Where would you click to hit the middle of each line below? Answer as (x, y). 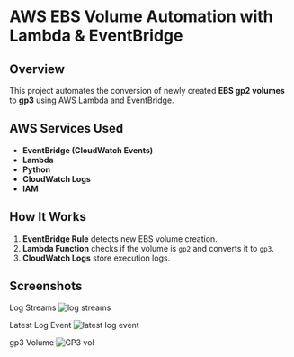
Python (36, 169)
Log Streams (33, 307)
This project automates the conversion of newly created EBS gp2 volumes (147, 91)
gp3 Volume (32, 343)
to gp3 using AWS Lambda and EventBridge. (92, 100)
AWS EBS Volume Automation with (142, 17)
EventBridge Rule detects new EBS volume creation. (120, 238)
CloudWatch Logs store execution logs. (96, 258)
